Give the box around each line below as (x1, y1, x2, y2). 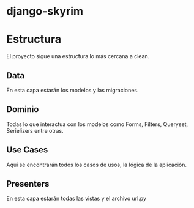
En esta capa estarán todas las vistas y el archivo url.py (6, 195, 147, 202)
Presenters (6, 179, 50, 189)
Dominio (6, 104, 39, 114)
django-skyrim (6, 4, 84, 18)
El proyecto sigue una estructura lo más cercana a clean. (6, 53, 150, 60)
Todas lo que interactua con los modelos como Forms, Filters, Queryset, (6, 121, 188, 128)
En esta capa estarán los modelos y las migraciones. (6, 86, 139, 94)
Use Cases (6, 145, 48, 155)
